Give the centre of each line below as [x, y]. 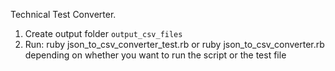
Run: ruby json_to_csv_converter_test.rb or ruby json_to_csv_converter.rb [174, 44]
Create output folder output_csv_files [103, 33]
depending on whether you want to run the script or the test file [155, 55]
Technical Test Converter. [63, 14]
